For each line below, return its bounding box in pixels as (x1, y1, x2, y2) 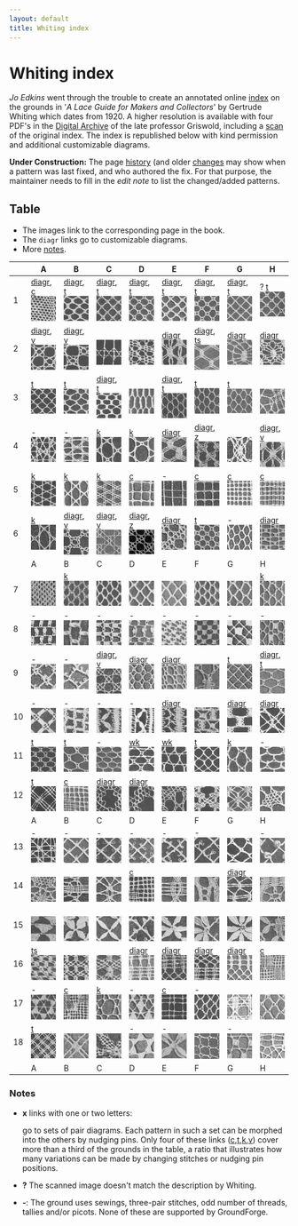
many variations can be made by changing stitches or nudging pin (21, 1153, 264, 1164)
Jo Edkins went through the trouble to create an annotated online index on (9, 92, 281, 103)
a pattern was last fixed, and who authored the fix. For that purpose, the (9, 166, 272, 177)
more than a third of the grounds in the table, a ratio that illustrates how (21, 1143, 283, 1154)
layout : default (9, 14, 69, 23)
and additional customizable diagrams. (9, 139, 151, 150)
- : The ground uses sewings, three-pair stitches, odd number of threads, (21, 1197, 288, 1207)
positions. (21, 1162, 59, 1173)
